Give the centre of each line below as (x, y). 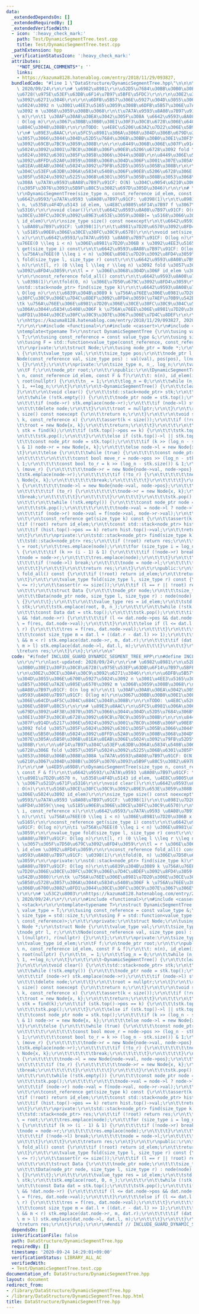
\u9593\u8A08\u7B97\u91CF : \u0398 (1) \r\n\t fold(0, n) (84, 855)
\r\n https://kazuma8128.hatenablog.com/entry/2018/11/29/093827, (99, 320)
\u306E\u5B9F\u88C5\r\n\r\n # (53, 706)
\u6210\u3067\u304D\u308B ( (50, 761)
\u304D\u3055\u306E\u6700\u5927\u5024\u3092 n (75, 679)
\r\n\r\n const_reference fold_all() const (70, 276)
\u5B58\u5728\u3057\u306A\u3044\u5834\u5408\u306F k (83, 883)
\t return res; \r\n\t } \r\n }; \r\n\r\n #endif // (74, 1224)
